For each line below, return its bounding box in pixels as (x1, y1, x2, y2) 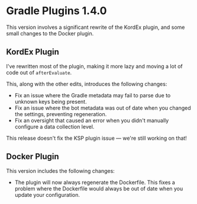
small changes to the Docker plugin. (6, 29, 94, 37)
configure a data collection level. (14, 123, 95, 130)
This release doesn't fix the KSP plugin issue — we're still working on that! (6, 134, 188, 142)
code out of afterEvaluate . (6, 69, 72, 76)
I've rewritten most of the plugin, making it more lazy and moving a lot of (6, 62, 183, 70)
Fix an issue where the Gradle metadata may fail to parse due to (14, 91, 171, 98)
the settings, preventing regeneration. (14, 110, 107, 117)
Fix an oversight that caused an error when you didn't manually (14, 117, 169, 124)
